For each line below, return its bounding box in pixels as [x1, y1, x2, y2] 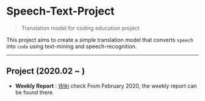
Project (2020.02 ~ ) [6, 66, 85, 77]
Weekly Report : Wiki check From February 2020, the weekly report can [15, 82, 197, 89]
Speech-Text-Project [6, 4, 115, 18]
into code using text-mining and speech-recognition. [6, 43, 137, 50]
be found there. [15, 88, 54, 96]
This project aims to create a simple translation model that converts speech [6, 36, 193, 43]
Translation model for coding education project [21, 24, 140, 32]
